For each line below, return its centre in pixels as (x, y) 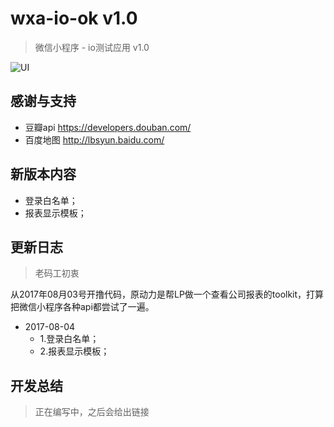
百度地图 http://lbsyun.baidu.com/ (94, 139)
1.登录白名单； (69, 339)
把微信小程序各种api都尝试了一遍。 (82, 307)
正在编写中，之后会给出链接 (92, 412)
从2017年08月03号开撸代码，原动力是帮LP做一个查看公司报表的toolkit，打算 (167, 294)
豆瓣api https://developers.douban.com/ (108, 127)
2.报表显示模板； (74, 351)
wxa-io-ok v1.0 (74, 18)
